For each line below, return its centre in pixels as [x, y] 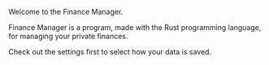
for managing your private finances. [68, 36]
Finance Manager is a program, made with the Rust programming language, [135, 27]
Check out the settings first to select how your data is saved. [110, 52]
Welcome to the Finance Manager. [66, 12]
